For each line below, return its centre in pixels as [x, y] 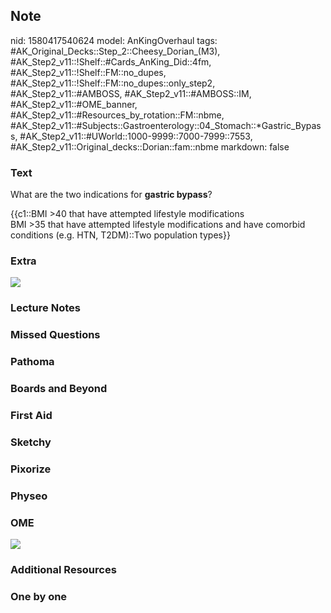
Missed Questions [55, 335]
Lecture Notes [45, 308]
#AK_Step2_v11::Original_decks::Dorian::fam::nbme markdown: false [150, 146]
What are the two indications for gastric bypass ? [111, 195]
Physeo [29, 496]
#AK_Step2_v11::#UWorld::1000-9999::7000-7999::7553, [136, 136]
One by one [39, 596]
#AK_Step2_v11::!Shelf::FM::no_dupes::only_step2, [113, 83]
